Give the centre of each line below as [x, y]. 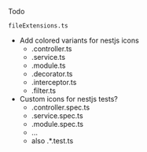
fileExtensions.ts [38, 26]
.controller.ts [51, 49]
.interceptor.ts [54, 82]
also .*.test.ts [52, 141]
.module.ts [48, 65]
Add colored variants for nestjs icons [79, 40]
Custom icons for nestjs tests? [68, 99]
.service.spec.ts [57, 116]
